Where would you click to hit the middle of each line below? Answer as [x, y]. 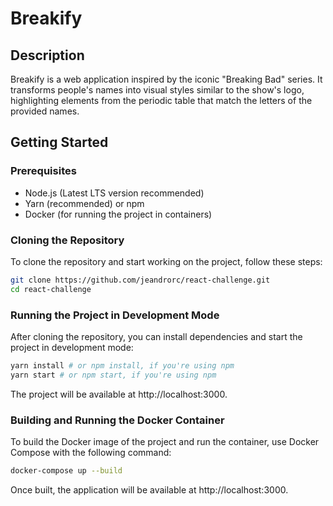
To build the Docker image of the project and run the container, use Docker [165, 442]
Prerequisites [43, 171]
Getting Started [59, 142]
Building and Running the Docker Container [117, 420]
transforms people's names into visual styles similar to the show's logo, [157, 90]
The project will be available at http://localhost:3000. [119, 394]
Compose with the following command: [91, 453]
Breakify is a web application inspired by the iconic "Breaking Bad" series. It [166, 79]
